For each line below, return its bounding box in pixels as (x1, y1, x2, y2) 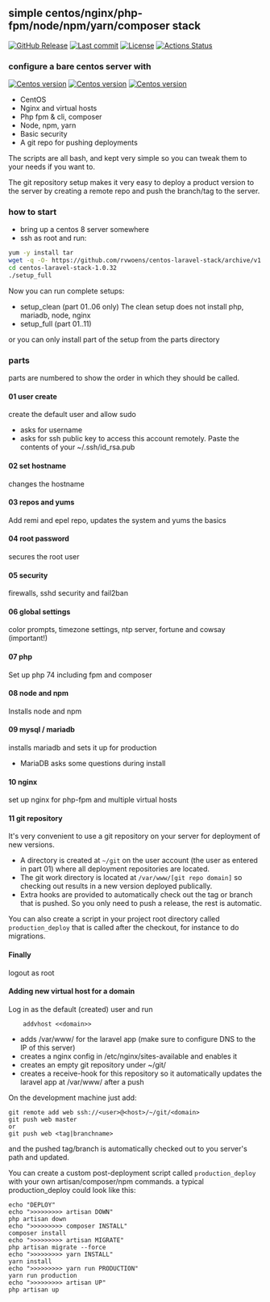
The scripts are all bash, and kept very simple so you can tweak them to (8, 154, 247, 163)
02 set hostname (8, 461, 67, 470)
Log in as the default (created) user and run (8, 1004, 153, 1013)
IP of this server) (19, 1043, 76, 1052)
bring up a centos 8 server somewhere (19, 225, 149, 234)
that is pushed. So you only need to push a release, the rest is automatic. (19, 899, 262, 908)
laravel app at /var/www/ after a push (19, 1077, 144, 1086)
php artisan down (8, 1215, 67, 1223)
